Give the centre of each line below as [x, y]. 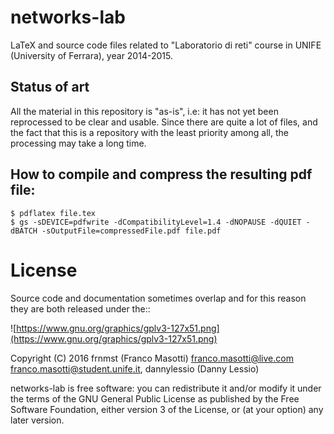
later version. [37, 420]
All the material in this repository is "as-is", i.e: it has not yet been [144, 111]
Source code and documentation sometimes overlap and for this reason [158, 298]
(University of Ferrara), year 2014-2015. [91, 55]
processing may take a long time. [78, 143]
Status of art [50, 87]
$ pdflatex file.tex [53, 213]
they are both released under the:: [80, 308]
